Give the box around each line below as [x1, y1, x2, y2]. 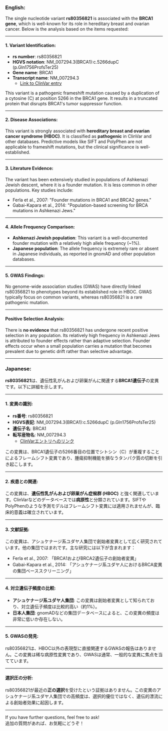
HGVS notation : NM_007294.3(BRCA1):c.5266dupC [12, 59, 119, 65]
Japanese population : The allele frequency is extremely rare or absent [12, 245, 159, 252]
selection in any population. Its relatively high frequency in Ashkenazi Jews [5, 332, 160, 338]
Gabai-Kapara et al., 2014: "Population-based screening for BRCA [12, 202, 148, 208]
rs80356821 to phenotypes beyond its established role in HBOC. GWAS [5, 289, 152, 295]
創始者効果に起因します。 [13, 699, 66, 706]
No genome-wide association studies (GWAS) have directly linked [5, 283, 141, 289]
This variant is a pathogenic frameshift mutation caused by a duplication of [5, 90, 160, 96]
